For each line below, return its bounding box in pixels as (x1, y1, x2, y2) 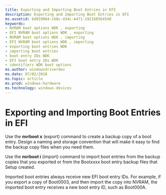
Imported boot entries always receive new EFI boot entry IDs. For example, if (5, 174, 161, 180)
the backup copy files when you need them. (5, 144, 95, 150)
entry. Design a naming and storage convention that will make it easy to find (5, 139, 160, 145)
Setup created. (5, 164, 36, 170)
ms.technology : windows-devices (5, 85, 72, 91)
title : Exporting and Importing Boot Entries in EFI (5, 7, 116, 12)
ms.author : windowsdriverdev (5, 67, 65, 72)
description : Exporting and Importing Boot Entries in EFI (5, 12, 129, 17)
